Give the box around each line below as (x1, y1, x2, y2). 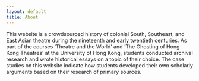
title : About (6, 14, 39, 20)
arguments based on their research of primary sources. (6, 68, 142, 75)
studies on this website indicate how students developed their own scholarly (6, 61, 193, 69)
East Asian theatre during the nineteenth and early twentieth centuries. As (6, 37, 187, 44)
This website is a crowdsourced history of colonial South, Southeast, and (6, 30, 185, 37)
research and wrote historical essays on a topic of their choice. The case (6, 56, 185, 63)
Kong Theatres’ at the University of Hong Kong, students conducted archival (6, 49, 193, 56)
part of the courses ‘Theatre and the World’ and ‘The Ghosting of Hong (6, 43, 180, 50)
